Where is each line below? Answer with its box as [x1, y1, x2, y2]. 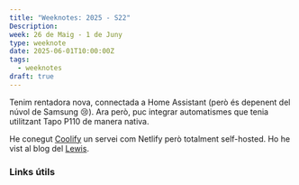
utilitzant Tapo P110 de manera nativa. [9, 116, 149, 126]
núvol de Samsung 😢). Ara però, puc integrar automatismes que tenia [9, 106, 268, 117]
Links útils [9, 165, 56, 178]
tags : [9, 55, 30, 64]
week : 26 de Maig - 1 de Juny [9, 30, 123, 39]
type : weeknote [9, 38, 67, 48]
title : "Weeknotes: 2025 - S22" [9, 13, 131, 23]
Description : [9, 22, 59, 31]
